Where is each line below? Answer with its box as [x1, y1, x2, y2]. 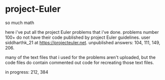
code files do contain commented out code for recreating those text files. [5, 59, 154, 65]
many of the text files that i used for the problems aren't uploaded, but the [5, 54, 156, 60]
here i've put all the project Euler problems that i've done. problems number [5, 29, 159, 35]
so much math [5, 20, 35, 26]
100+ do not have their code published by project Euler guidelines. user [5, 34, 151, 40]
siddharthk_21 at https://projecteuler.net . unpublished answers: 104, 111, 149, [5, 39, 161, 45]
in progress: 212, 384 [5, 69, 48, 75]
